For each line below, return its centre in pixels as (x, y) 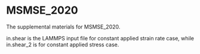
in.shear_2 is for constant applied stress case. (63, 45)
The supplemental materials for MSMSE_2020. (63, 27)
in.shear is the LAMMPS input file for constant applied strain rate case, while (100, 38)
